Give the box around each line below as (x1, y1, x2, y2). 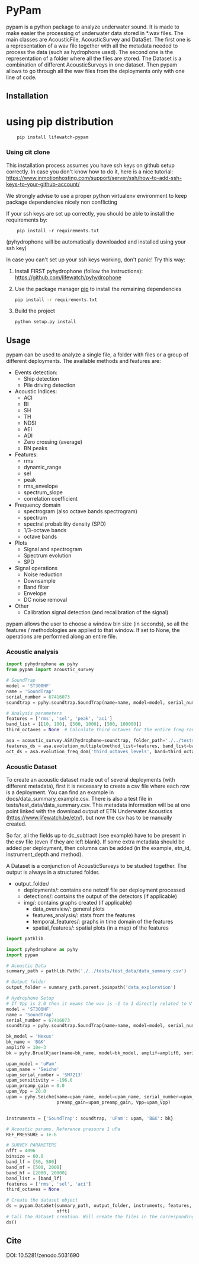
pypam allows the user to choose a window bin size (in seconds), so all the (6, 620, 189, 627)
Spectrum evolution (23, 552, 72, 559)
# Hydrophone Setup (6, 996, 54, 1001)
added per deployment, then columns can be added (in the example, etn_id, (6, 844, 191, 851)
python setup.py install (14, 319, 76, 325)
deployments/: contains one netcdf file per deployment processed (23, 886, 185, 893)
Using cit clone (6, 148, 50, 156)
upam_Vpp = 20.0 (6, 1088, 46, 1095)
